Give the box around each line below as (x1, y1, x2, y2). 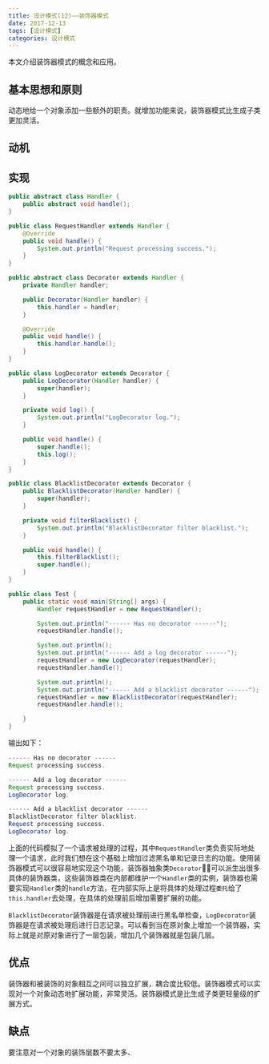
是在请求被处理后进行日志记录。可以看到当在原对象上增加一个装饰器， (22, 920, 254, 929)
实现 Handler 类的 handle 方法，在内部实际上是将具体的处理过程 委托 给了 (14, 883, 243, 893)
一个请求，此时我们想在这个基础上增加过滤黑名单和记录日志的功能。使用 (14, 852, 254, 862)
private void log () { (22, 406, 94, 414)
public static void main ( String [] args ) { (22, 598, 167, 606)
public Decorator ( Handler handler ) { (22, 296, 149, 304)
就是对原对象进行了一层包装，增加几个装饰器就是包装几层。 (22, 930, 219, 940)
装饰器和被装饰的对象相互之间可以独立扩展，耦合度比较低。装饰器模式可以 (8, 978, 254, 988)
